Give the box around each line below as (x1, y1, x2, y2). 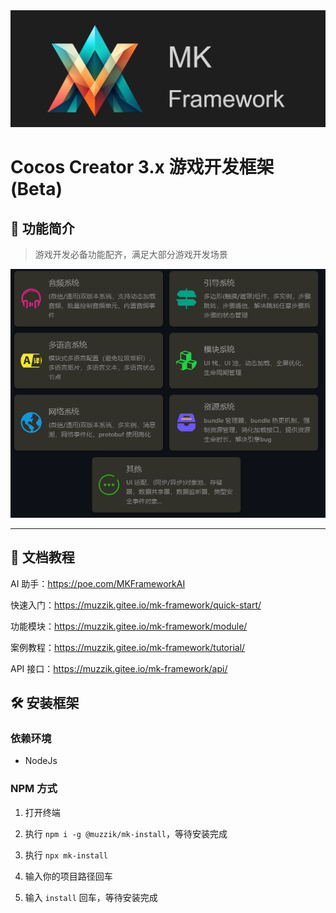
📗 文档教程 (10, 549, 75, 566)
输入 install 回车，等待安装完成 (24, 891, 158, 903)
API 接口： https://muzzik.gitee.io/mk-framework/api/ (10, 662, 228, 674)
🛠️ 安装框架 (10, 695, 80, 712)
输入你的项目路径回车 (24, 870, 113, 882)
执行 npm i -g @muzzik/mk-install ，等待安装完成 (24, 827, 228, 839)
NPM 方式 (10, 782, 58, 796)
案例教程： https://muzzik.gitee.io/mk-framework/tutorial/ (10, 641, 246, 653)
